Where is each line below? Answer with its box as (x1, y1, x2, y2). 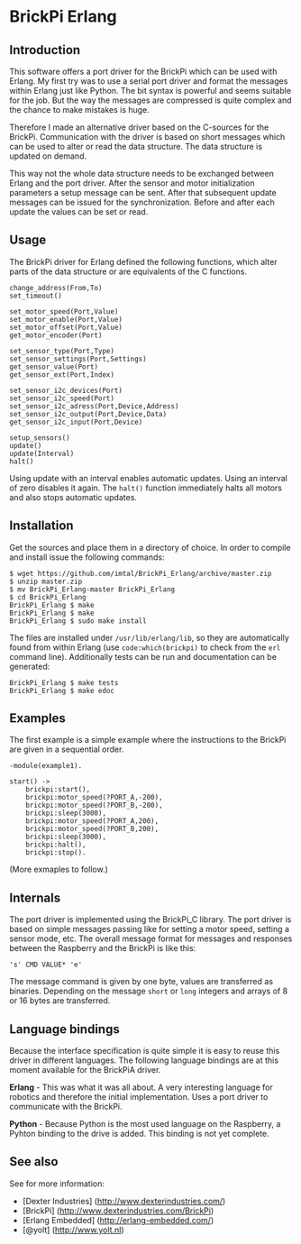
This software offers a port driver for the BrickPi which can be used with (9, 66, 278, 77)
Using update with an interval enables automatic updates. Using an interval (9, 472, 288, 483)
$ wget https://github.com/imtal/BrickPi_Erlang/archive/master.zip (9, 569, 272, 578)
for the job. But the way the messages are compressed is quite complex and (9, 95, 292, 105)
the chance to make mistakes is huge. (9, 105, 150, 114)
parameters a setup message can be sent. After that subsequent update (9, 188, 277, 197)
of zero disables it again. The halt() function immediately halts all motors (9, 482, 282, 493)
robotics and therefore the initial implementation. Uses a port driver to (9, 1092, 269, 1102)
